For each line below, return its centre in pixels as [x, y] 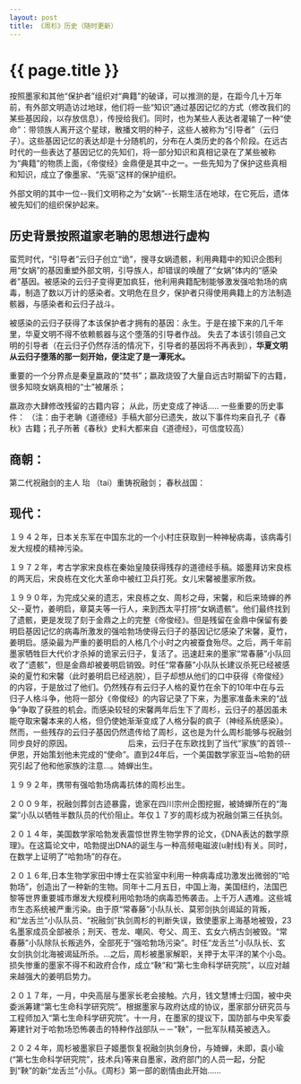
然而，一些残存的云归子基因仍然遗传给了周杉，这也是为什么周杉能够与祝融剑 [150, 732]
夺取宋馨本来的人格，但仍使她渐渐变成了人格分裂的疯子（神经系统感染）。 [152, 720]
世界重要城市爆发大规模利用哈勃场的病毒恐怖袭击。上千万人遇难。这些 [154, 898]
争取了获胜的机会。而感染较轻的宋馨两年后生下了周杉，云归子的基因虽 [150, 709]
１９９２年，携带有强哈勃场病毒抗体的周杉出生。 [99, 785]
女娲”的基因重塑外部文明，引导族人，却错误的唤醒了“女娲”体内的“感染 [149, 271]
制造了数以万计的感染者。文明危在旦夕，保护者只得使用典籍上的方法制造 [158, 293]
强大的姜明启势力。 [60, 976]
